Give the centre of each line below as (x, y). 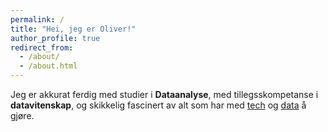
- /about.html (48, 66)
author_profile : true (55, 38)
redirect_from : (42, 47)
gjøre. (22, 115)
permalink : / (37, 19)
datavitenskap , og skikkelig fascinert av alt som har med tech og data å (158, 105)
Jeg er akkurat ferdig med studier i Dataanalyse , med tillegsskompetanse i (164, 94)
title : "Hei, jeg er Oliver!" (73, 29)
